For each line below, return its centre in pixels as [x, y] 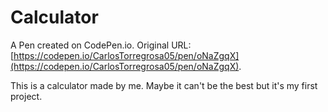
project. [26, 96]
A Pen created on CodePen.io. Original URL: [101, 45]
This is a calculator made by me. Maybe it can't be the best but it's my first [164, 85]
